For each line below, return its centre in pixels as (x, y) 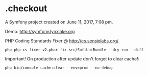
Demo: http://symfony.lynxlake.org (40, 31)
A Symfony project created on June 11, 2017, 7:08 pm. (59, 22)
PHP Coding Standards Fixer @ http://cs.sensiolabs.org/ (62, 41)
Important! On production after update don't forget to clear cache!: (72, 58)
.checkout (26, 9)
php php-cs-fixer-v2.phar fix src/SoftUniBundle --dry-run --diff (74, 50)
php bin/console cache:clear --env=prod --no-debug (59, 68)
